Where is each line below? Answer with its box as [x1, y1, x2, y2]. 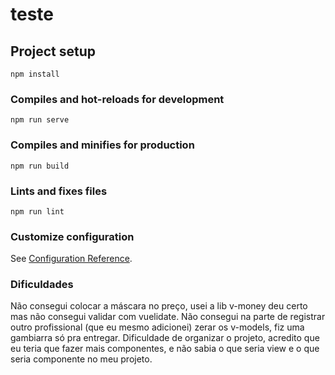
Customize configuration [10, 229, 135, 243]
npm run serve [10, 115, 70, 125]
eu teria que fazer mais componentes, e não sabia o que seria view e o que [10, 343, 320, 355]
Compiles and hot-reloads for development [10, 92, 225, 106]
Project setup [10, 43, 97, 60]
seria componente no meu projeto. [10, 353, 153, 365]
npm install [10, 69, 60, 79]
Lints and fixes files [10, 184, 108, 198]
